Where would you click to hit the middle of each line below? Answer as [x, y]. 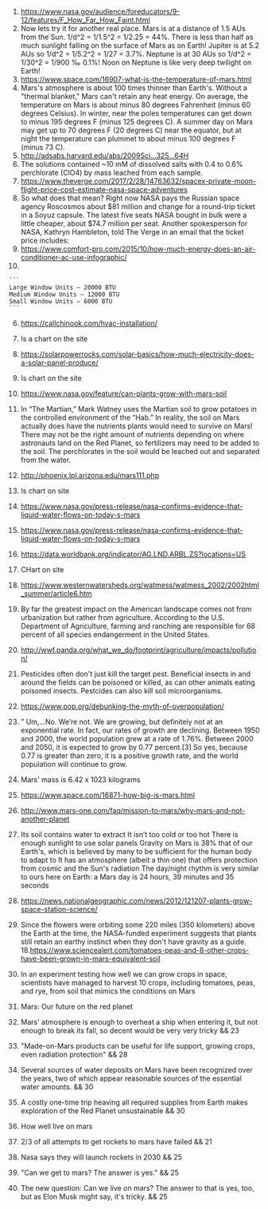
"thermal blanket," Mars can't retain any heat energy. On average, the [134, 96]
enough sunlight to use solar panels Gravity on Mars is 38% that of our [136, 843]
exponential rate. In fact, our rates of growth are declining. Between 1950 [140, 730]
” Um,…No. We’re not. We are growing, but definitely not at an [122, 722]
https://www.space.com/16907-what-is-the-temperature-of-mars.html [136, 79]
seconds [35, 885]
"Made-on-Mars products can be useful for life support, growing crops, [138, 1046]
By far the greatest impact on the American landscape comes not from [136, 609]
